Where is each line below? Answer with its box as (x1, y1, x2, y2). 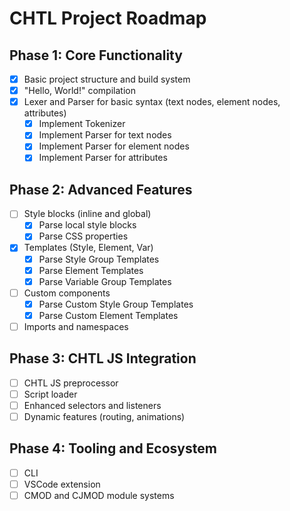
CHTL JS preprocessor (23, 377, 119, 389)
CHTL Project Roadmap (9, 7, 207, 30)
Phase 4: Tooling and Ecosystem (9, 440, 217, 457)
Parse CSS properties (38, 230, 129, 242)
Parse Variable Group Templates (38, 275, 172, 287)
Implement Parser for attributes (38, 152, 168, 164)
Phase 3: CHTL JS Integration (9, 350, 197, 367)
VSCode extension (23, 478, 101, 490)
